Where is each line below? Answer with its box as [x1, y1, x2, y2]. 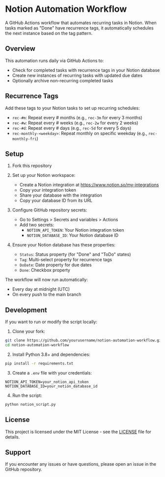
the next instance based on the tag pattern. [5, 30, 93, 36]
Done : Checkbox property [19, 267, 70, 273]
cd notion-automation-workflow [5, 342, 69, 348]
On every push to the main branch [12, 292, 82, 298]
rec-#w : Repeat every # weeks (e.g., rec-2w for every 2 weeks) [12, 120, 138, 126]
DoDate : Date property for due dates [19, 262, 92, 268]
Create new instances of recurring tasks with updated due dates [12, 72, 143, 78]
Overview [5, 44, 36, 53]
